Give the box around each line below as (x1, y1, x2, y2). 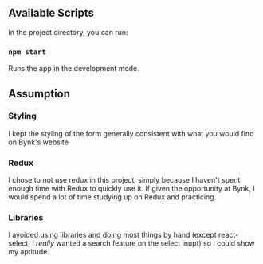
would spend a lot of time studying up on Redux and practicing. (8, 192, 217, 202)
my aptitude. (8, 247, 49, 257)
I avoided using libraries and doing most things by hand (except (8, 231, 217, 240)
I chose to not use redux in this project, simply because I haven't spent (8, 175, 241, 185)
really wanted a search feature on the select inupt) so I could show (35, 238, 255, 248)
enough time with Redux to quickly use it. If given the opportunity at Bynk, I (8, 183, 255, 194)
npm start (8, 47, 46, 57)
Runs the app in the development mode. (8, 64, 139, 73)
